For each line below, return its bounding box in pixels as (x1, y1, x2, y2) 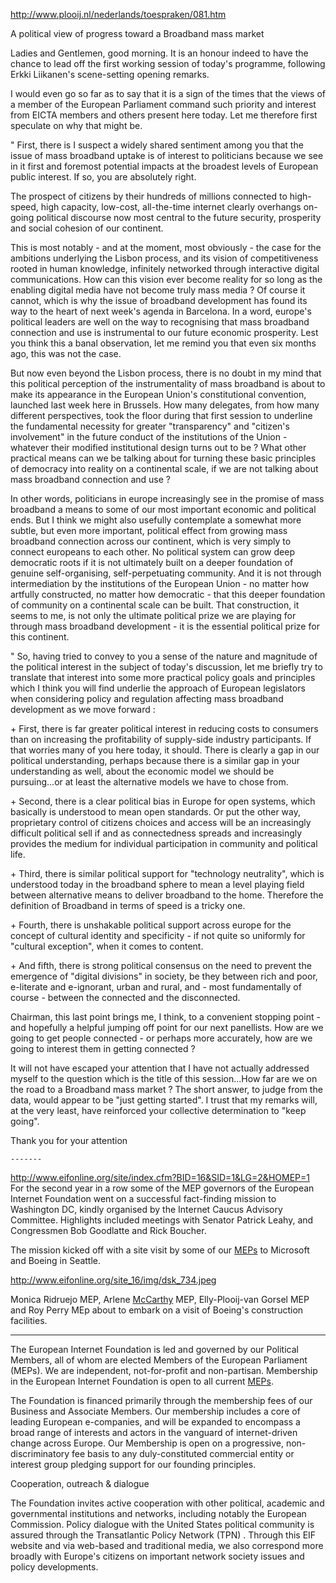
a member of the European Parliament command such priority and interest (10, 99, 317, 110)
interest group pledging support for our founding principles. (10, 1459, 257, 1470)
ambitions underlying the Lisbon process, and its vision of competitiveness (10, 252, 319, 264)
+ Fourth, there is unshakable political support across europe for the (10, 919, 292, 931)
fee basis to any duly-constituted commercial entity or (71, 1448, 295, 1459)
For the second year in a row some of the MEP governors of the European (10, 1182, 315, 1194)
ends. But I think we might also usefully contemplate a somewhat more (10, 514, 302, 526)
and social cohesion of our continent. (10, 222, 164, 234)
